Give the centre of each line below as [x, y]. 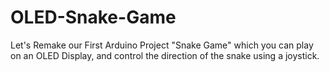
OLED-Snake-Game [93, 17]
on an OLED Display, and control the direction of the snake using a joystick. [165, 55]
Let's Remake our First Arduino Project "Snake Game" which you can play [162, 45]
